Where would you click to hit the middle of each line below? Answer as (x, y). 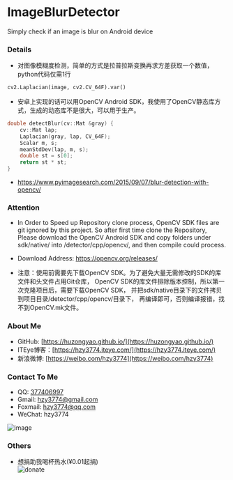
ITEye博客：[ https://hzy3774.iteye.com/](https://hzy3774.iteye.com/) (116, 350)
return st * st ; (44, 162)
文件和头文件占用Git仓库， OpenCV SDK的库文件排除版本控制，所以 (115, 281)
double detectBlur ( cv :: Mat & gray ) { (60, 124)
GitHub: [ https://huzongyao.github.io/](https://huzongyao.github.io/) (115, 341)
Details (20, 49)
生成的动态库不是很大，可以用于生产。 (85, 110)
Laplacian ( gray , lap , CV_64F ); (65, 137)
